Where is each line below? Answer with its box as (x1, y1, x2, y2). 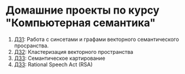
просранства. (14, 42, 49, 49)
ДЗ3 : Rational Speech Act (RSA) (14, 60, 93, 68)
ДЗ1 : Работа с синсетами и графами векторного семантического (14, 36, 180, 43)
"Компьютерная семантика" (5, 16, 156, 30)
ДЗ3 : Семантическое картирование (14, 54, 106, 62)
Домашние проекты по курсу (5, 4, 160, 17)
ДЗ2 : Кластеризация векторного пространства (14, 48, 134, 55)
